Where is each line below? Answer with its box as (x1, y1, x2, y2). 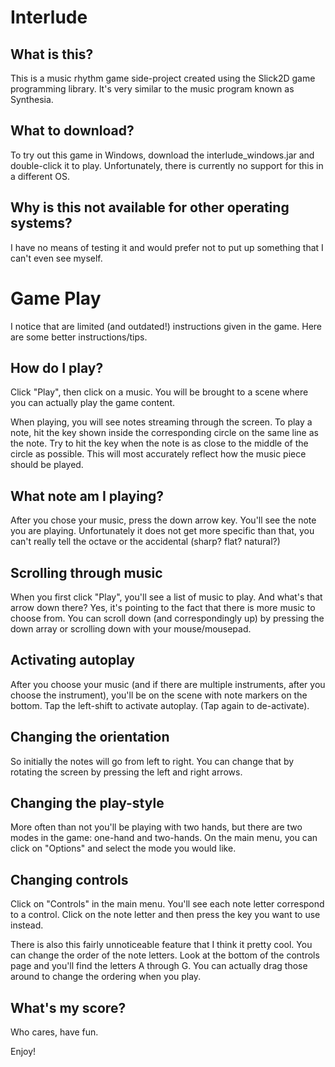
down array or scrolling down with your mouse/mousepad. (10, 623, 252, 635)
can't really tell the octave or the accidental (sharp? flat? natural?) (10, 536, 281, 548)
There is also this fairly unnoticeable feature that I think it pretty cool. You (10, 939, 313, 951)
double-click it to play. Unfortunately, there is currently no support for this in (10, 159, 324, 171)
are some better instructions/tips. (10, 331, 148, 343)
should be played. (10, 459, 84, 471)
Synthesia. (10, 94, 54, 105)
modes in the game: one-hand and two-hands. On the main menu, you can (10, 832, 318, 844)
